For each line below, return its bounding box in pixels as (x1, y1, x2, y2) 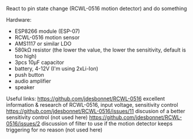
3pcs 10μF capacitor (14, 59, 65, 66)
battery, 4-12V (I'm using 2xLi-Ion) (14, 65, 99, 72)
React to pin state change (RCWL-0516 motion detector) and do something (6, 5, 187, 12)
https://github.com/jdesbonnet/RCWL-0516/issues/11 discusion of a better (6, 108, 185, 114)
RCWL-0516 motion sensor (14, 34, 80, 40)
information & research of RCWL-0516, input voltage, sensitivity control (6, 101, 178, 108)
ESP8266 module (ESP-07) (14, 28, 81, 35)
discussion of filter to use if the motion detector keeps (41, 120, 173, 127)
